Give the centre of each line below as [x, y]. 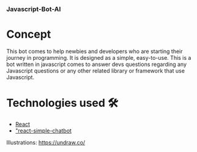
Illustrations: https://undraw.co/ [46, 142]
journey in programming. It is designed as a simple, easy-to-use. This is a [99, 57]
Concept [29, 34]
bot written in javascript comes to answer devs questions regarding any [96, 64]
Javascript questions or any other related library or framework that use [96, 71]
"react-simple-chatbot [43, 131]
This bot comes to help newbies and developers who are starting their [95, 51]
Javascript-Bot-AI [34, 9]
